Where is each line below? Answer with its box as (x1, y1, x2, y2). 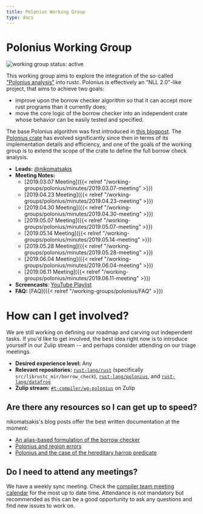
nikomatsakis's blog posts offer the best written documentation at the (6, 418, 180, 426)
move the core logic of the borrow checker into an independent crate (15, 110, 188, 117)
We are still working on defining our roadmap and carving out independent (6, 329, 193, 336)
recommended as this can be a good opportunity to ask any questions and (6, 496, 193, 502)
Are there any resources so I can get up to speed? (6, 402, 198, 412)
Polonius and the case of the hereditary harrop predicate (15, 449, 157, 456)
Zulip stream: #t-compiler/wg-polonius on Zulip (15, 384, 135, 392)
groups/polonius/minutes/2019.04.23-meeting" (24, 197, 142, 205)
